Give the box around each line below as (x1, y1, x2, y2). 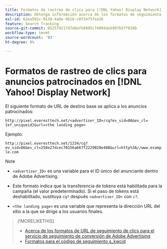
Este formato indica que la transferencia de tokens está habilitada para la (12, 183, 163, 189)
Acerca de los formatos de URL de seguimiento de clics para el (24, 228, 155, 234)
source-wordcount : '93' (5, 35, 55, 40)
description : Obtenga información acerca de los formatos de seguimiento (5, 12, 162, 17)
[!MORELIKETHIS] (17, 218, 54, 224)
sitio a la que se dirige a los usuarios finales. (12, 208, 104, 214)
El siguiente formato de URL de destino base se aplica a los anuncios (5, 103, 147, 109)
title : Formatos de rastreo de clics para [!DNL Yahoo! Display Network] (5, 7, 162, 12)
